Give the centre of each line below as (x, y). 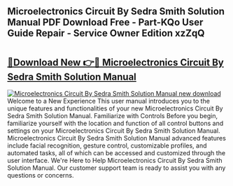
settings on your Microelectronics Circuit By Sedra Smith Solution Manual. (114, 131)
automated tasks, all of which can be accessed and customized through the (116, 153)
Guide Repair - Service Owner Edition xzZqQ (106, 33)
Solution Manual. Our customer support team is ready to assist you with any (116, 168)
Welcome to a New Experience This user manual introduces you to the (108, 101)
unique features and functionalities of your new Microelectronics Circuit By (115, 108)
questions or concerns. (41, 175)
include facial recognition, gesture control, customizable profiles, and (107, 145)
